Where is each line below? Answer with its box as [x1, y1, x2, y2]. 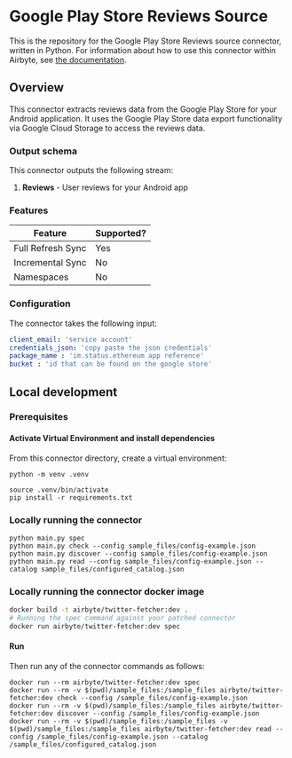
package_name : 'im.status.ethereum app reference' [9, 351, 204, 360]
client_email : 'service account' [9, 335, 133, 343]
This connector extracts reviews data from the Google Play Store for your [9, 104, 277, 114]
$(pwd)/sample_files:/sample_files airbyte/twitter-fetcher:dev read [9, 725, 272, 734]
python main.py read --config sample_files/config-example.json [9, 557, 252, 565]
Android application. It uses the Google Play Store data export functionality [9, 113, 282, 123]
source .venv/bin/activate [9, 486, 109, 494]
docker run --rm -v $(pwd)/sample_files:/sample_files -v [9, 717, 228, 726]
